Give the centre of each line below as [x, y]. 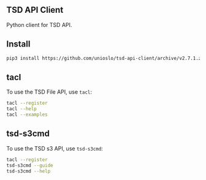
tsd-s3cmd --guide [30, 165]
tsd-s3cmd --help [29, 171]
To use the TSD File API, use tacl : [49, 92]
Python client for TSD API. [39, 24]
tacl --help [21, 109]
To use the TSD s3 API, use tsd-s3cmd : [55, 148]
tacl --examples [27, 115]
